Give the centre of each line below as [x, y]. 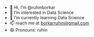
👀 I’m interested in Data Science [42, 12]
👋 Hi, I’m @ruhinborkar [32, 7]
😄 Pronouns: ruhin [28, 30]
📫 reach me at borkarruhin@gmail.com [49, 23]
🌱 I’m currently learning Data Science [47, 18]
